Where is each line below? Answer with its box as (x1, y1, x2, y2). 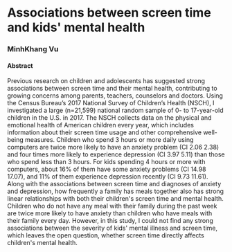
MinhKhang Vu (7, 44, 59, 54)
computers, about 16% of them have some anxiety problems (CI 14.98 (7, 165, 206, 174)
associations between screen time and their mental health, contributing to (7, 84, 217, 93)
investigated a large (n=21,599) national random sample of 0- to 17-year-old (7, 106, 224, 115)
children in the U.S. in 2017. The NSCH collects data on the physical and (7, 114, 212, 122)
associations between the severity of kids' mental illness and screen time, (7, 224, 218, 233)
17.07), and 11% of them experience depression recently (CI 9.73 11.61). (7, 172, 208, 181)
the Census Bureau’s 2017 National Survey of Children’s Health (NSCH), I (7, 99, 215, 107)
